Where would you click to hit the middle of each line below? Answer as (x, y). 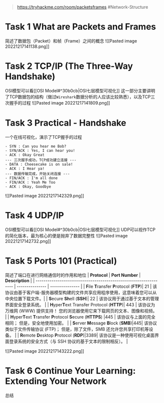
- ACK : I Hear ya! (25, 169)
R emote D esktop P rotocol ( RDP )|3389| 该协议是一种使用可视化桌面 (87, 335)
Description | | (20, 280)
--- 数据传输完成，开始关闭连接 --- (37, 174)
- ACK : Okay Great (25, 155)
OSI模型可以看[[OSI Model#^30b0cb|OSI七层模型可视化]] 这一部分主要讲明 (80, 90)
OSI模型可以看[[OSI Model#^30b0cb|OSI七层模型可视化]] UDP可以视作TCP (80, 230)
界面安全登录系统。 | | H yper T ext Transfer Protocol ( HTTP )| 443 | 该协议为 (80, 304)
